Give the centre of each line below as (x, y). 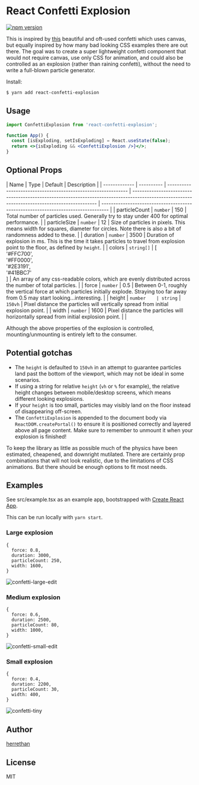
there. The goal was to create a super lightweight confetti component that (96, 51)
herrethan (18, 744)
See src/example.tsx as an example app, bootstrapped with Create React (95, 500)
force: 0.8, (26, 550)
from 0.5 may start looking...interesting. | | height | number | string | (94, 298)
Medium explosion (33, 597)
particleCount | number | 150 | (151, 210)
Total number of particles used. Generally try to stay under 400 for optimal (97, 216)
